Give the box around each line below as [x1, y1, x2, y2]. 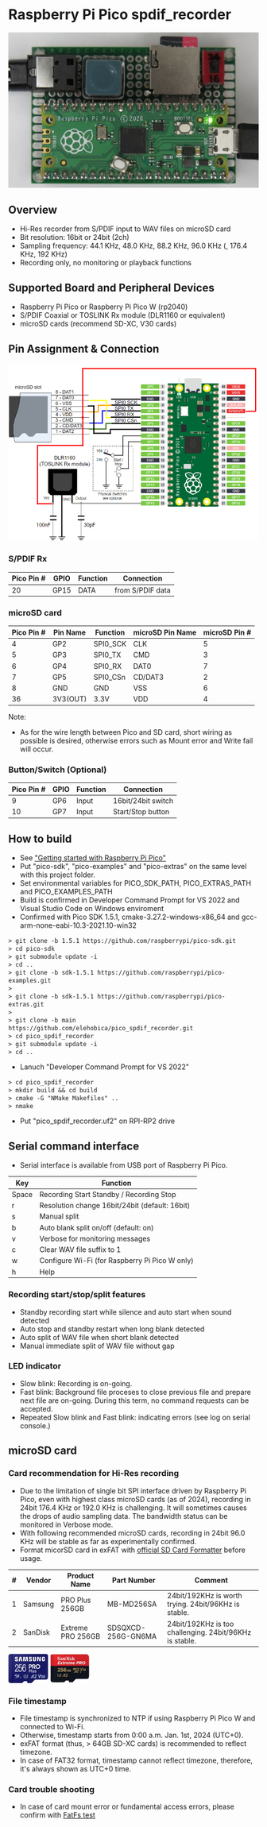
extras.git [8, 1001, 44, 1009]
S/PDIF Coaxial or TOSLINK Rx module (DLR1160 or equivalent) [19, 311, 226, 320]
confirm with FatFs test [19, 1810, 95, 1820]
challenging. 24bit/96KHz [166, 1627, 252, 1637]
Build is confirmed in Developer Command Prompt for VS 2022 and [19, 895, 240, 905]
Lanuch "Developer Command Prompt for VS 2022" [19, 1062, 189, 1072]
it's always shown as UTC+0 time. [19, 1764, 132, 1774]
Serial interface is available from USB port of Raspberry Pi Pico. [19, 1161, 228, 1170]
